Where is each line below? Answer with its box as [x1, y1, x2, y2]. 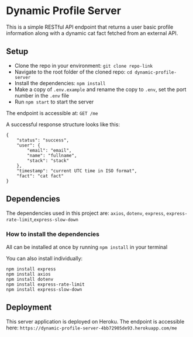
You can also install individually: [6, 255, 83, 262]
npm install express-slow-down [6, 286, 82, 293]
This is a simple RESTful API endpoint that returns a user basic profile [6, 23, 174, 30]
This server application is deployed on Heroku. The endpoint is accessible [6, 318, 185, 325]
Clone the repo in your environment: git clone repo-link [14, 62, 153, 69]
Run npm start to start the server [14, 98, 94, 105]
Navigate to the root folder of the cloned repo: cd [14, 68, 133, 75]
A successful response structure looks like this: [6, 121, 120, 128]
